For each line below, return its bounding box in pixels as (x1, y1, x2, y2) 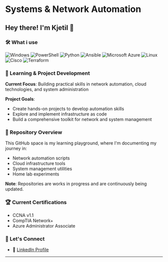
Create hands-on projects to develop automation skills (12, 106, 124, 112)
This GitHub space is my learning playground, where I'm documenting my (5, 140, 156, 146)
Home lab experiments (12, 171, 59, 177)
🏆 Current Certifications (5, 199, 67, 206)
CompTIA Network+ (12, 217, 53, 223)
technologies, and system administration (5, 86, 89, 92)
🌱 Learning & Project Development (5, 69, 90, 76)
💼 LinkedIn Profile (12, 246, 49, 253)
